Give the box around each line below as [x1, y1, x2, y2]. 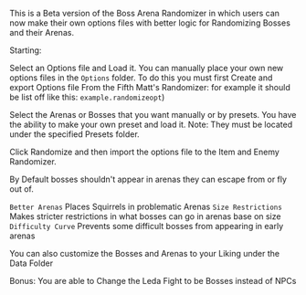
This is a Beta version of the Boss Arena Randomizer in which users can [9, 8, 280, 18]
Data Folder [9, 258, 53, 269]
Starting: [9, 45, 42, 56]
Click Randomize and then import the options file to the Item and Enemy [9, 146, 280, 157]
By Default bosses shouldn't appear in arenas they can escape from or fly [9, 174, 288, 184]
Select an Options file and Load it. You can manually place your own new [9, 63, 284, 73]
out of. [9, 184, 35, 195]
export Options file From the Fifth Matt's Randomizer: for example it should [9, 82, 290, 92]
